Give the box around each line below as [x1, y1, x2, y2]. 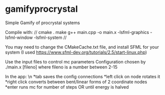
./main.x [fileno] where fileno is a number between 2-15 [5, 64, 118, 70]
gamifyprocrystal [5, 3, 78, 15]
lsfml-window [5, 34, 33, 40]
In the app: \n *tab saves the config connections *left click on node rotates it [5, 73, 161, 79]
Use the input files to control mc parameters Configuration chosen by [5, 59, 146, 64]
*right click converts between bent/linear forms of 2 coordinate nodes [5, 79, 147, 85]
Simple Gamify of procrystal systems [5, 20, 80, 26]
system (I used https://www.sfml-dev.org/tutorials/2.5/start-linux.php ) [5, 49, 147, 55]
